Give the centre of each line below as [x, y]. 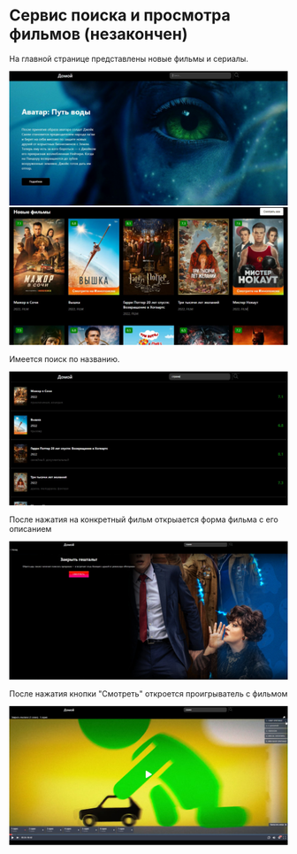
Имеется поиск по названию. [65, 358]
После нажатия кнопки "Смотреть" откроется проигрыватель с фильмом [148, 693]
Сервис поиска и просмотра [120, 15]
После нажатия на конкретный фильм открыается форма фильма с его [144, 519]
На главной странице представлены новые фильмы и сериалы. [129, 58]
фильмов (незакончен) [99, 34]
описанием [30, 529]
